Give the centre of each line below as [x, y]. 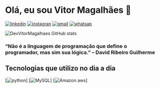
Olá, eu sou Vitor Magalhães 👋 [68, 10]
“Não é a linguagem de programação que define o [66, 46]
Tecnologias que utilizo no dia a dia [60, 68]
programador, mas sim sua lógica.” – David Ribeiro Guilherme [80, 52]
